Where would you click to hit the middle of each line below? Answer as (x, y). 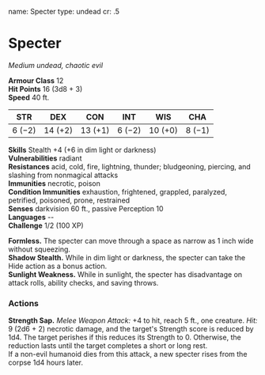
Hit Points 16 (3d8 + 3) (45, 89)
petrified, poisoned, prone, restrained (69, 200)
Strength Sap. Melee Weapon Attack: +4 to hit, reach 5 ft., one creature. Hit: (133, 320)
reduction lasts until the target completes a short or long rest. (108, 346)
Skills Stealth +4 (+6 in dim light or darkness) (82, 150)
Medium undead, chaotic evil (56, 65)
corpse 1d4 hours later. (46, 362)
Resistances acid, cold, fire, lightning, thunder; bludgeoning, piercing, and (129, 166)
